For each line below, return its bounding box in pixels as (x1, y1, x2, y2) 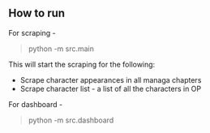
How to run (8, 6, 66, 20)
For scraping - (8, 28, 57, 37)
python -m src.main (28, 44, 95, 54)
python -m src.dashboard (28, 115, 114, 125)
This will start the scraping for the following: (8, 59, 156, 69)
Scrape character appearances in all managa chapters (19, 75, 202, 84)
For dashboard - (8, 99, 63, 109)
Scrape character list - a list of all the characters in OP (19, 84, 201, 93)
